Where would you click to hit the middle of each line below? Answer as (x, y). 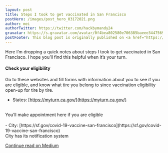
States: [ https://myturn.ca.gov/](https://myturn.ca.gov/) (69, 100)
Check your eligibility (28, 68)
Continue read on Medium (32, 146)
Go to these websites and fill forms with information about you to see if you (82, 80)
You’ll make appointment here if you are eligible (54, 115)
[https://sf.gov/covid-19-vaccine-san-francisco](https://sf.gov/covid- (90, 126)
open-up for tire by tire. (29, 90)
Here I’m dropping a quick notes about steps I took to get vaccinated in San (83, 52)
